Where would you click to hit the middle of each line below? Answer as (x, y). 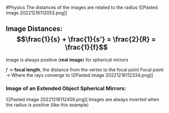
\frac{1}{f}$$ (86, 47)
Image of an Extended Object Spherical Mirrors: (66, 88)
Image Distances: (34, 29)
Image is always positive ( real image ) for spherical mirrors (67, 60)
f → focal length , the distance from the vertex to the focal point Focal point (85, 70)
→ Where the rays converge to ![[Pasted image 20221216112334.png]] (79, 75)
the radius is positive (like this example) (47, 105)
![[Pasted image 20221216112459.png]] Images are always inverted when (83, 100)
